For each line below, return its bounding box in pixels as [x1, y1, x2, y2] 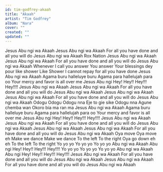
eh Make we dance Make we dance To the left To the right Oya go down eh [5, 135, 156, 141]
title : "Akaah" [5, 12, 36, 17]
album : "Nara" [5, 20, 34, 26]
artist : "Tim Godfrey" [5, 16, 51, 21]
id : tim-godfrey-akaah [5, 7, 51, 12]
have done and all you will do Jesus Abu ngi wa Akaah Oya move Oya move [5, 130, 157, 136]
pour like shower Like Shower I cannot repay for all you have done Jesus [5, 68, 151, 74]
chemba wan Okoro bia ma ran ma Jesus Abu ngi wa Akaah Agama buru [5, 104, 150, 110]
